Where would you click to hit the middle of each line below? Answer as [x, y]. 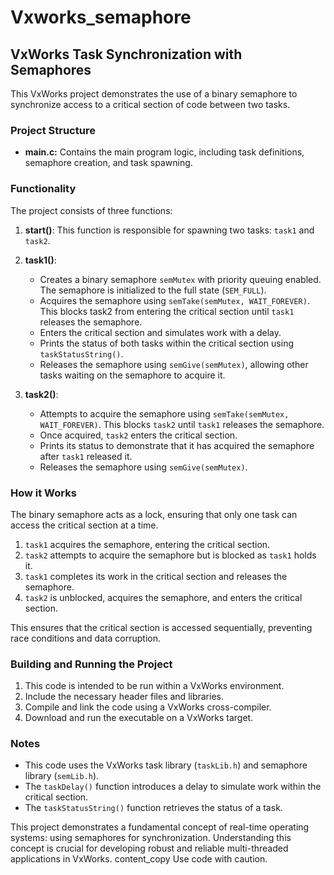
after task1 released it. [86, 456]
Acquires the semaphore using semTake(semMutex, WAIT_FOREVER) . [174, 300]
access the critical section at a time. [84, 525]
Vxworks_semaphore [101, 17]
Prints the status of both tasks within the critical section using [166, 343]
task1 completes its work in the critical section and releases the [156, 576]
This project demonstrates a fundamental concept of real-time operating [160, 827]
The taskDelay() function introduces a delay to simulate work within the [173, 787]
